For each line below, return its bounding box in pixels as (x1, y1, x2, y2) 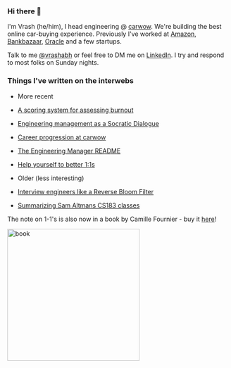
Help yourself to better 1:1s (17, 160, 95, 168)
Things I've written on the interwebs (7, 76, 134, 86)
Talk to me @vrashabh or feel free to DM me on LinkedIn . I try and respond (7, 51, 225, 59)
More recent (17, 91, 54, 101)
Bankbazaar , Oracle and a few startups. (7, 37, 122, 46)
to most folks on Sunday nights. (7, 58, 99, 67)
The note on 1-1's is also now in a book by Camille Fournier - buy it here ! (7, 215, 217, 223)
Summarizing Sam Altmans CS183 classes (17, 201, 140, 210)
